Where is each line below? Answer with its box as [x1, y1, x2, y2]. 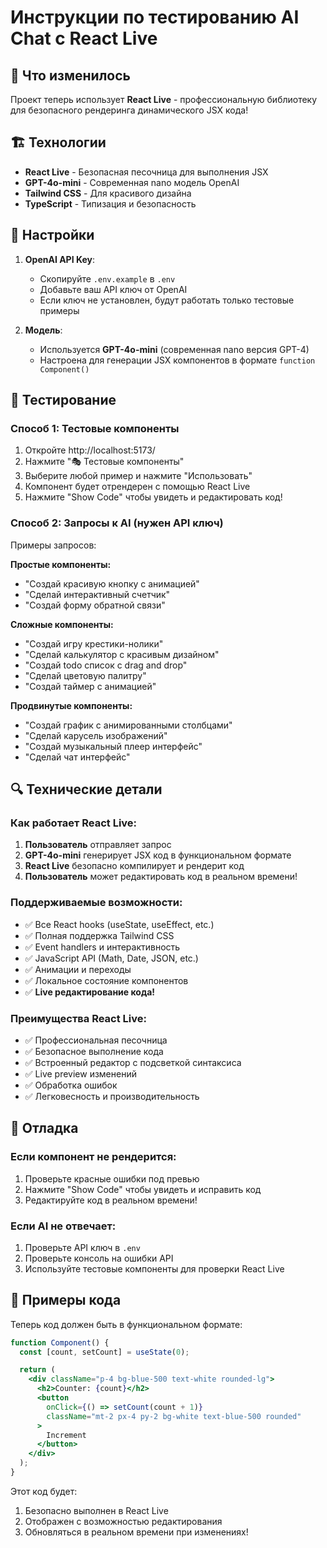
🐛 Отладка [10, 1120, 79, 1137]
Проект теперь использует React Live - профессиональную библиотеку [10, 94, 318, 105]
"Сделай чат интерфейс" [24, 751, 131, 763]
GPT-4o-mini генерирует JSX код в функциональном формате [24, 849, 292, 861]
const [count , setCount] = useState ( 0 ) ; [19, 1347, 190, 1357]
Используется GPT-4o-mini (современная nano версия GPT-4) [39, 343, 310, 355]
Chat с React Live [10, 27, 158, 50]
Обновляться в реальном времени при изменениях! [24, 1526, 249, 1538]
